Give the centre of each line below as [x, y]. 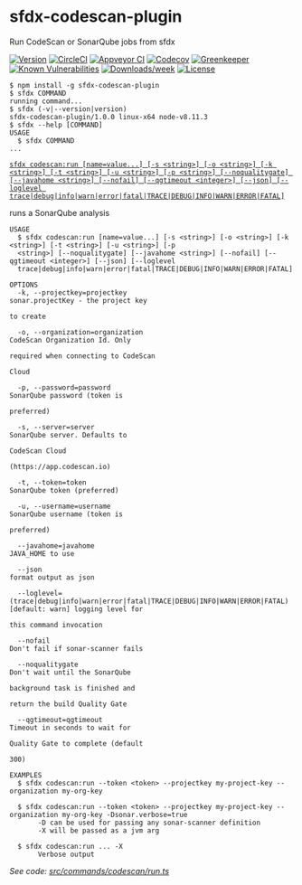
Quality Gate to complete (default [76, 743]
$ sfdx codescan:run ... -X [71, 846]
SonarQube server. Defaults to [68, 435]
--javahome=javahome [56, 546]
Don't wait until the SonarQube [70, 672]
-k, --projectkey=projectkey [72, 292]
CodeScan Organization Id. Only [70, 340]
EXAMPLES [26, 775]
